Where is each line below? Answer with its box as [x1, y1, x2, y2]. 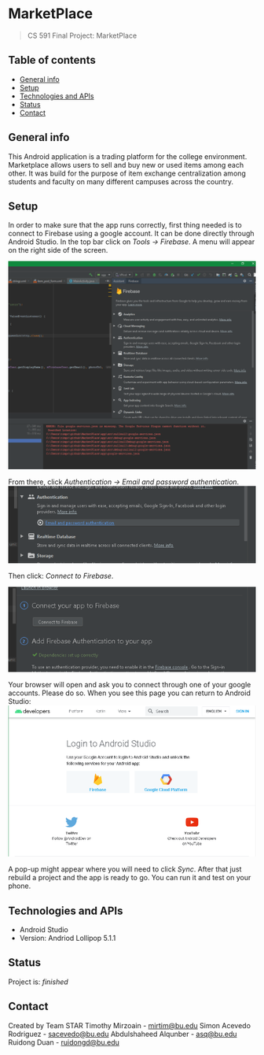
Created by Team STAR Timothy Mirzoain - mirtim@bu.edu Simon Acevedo [8, 1020, 251, 1030]
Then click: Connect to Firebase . [8, 571, 114, 580]
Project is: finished [8, 977, 68, 987]
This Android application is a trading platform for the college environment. [8, 151, 247, 161]
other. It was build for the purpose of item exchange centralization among [8, 168, 246, 178]
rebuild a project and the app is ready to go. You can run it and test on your [8, 873, 251, 883]
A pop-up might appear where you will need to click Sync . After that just [8, 864, 242, 874]
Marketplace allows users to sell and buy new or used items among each [8, 160, 244, 169]
